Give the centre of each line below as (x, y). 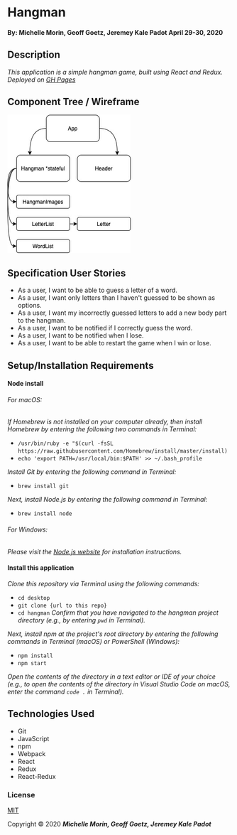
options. (29, 306)
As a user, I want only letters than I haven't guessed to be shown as (116, 298)
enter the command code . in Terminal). (66, 691)
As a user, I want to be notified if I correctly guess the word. (105, 328)
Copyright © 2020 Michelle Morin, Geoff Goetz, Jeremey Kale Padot (109, 824)
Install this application (41, 568)
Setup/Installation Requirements (81, 366)
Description (34, 55)
